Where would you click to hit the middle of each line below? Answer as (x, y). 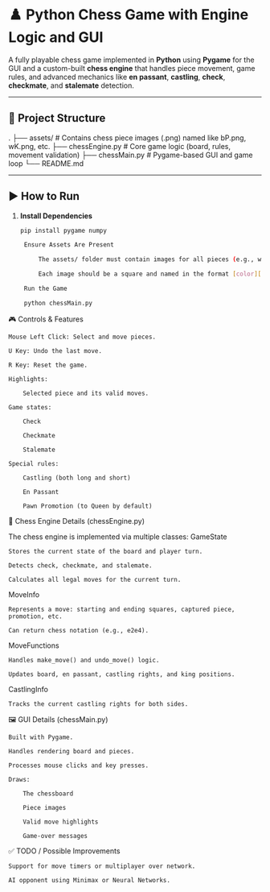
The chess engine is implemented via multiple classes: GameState (118, 537)
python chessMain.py (58, 303)
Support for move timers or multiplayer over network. (102, 866)
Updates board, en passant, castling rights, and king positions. (122, 674)
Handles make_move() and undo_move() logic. (84, 660)
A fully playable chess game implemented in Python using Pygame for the (131, 60)
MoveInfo (24, 594)
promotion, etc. (35, 616)
